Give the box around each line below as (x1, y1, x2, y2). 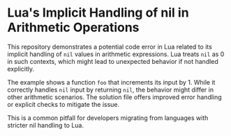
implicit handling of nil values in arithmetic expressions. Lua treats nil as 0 (7, 50, 225, 58)
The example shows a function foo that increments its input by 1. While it (7, 78, 216, 86)
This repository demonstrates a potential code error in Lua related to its (7, 42, 213, 51)
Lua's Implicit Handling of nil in (7, 5, 190, 21)
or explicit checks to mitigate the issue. (7, 100, 120, 108)
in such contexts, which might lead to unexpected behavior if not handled (7, 57, 218, 65)
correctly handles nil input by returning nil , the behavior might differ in (7, 85, 214, 94)
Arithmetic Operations (7, 19, 140, 35)
